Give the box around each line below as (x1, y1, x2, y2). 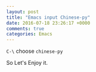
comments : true (6, 25, 45, 32)
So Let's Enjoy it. (6, 59, 48, 67)
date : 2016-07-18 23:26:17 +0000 (6, 20, 91, 26)
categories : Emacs (6, 31, 53, 37)
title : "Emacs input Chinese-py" (6, 14, 91, 20)
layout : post (6, 8, 39, 15)
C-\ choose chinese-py (6, 47, 63, 55)
